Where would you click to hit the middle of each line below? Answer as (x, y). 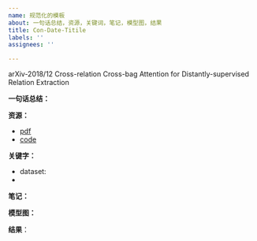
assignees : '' (32, 45)
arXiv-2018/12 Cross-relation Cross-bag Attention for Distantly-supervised (129, 74)
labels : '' (26, 37)
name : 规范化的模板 (37, 15)
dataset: (33, 172)
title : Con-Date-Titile (47, 30)
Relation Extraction (39, 83)
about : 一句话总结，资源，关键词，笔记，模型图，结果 (85, 23)
